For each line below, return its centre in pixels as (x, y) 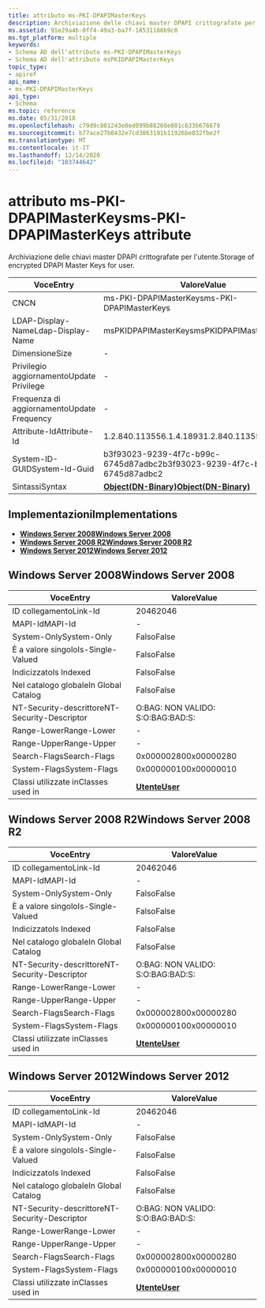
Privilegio (30, 366)
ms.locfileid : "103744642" (52, 163)
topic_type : (28, 67)
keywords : (24, 45)
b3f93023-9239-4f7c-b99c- (162, 454)
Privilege (28, 386)
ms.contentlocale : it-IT (49, 148)
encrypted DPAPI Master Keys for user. (72, 265)
